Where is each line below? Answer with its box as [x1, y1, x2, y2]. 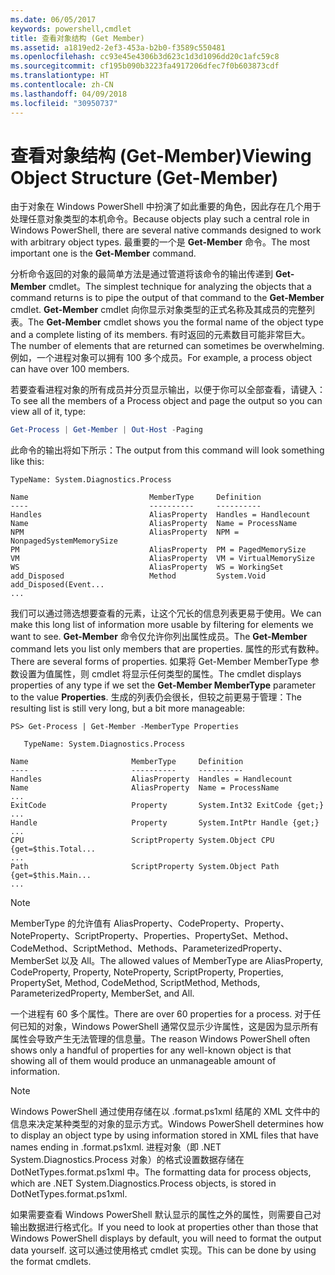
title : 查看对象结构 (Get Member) [10, 33, 145, 43]
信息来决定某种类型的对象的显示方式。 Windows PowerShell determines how [10, 1118, 324, 1130]
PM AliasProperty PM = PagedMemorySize [10, 545, 307, 555]
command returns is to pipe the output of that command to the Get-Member [10, 292, 325, 304]
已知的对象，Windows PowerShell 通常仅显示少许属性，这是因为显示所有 [18, 1021, 319, 1033]
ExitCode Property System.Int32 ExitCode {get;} [10, 801, 325, 811]
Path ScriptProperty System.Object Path [10, 862, 280, 872]
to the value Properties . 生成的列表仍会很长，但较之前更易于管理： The [10, 691, 302, 703]
